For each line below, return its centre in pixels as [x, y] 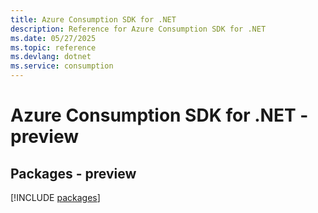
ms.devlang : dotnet [51, 57]
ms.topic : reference [53, 47]
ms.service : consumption [62, 66]
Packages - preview [73, 173]
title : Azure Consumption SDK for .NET [93, 19]
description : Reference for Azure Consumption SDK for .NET [138, 29]
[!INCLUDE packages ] [55, 197]
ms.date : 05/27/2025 [53, 38]
